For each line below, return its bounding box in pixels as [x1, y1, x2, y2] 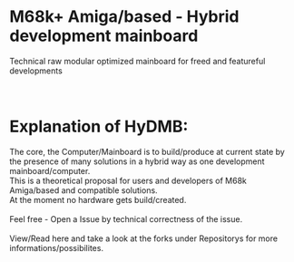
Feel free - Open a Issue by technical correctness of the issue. [9, 213, 243, 224]
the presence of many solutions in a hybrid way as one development [9, 156, 265, 167]
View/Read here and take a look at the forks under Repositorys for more [9, 233, 279, 244]
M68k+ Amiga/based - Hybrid [9, 6, 240, 27]
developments [9, 65, 64, 76]
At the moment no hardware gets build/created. [9, 194, 187, 205]
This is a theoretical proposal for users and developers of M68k [9, 175, 247, 186]
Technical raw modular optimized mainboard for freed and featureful [9, 55, 266, 66]
